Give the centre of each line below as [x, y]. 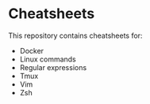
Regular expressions [53, 67]
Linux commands [48, 59]
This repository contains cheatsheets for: [75, 35]
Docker [32, 50]
